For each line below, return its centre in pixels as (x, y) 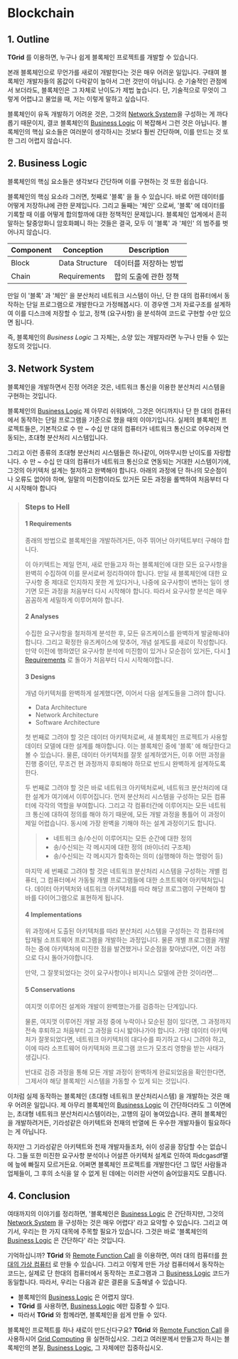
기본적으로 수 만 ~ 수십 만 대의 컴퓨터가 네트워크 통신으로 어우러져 (130, 428)
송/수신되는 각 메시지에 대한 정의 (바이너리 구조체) (122, 847)
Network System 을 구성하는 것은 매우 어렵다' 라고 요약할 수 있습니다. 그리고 (114, 1223)
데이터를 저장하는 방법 (149, 263)
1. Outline (28, 39)
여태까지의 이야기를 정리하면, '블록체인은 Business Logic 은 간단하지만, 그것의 (116, 1214)
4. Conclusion (39, 1195)
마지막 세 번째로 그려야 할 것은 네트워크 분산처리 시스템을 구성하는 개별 (122, 871)
